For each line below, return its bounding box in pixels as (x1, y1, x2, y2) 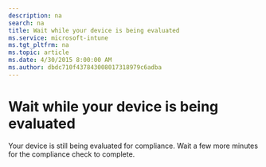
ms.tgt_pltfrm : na (8, 41, 69, 49)
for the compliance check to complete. (8, 149, 135, 159)
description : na (8, 11, 62, 20)
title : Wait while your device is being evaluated (8, 26, 180, 34)
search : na (8, 19, 45, 27)
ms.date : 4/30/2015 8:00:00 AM (8, 56, 112, 64)
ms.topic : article (8, 49, 69, 56)
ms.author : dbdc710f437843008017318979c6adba (8, 64, 162, 72)
